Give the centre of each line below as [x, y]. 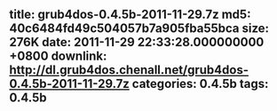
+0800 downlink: [58, 56]
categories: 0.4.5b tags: [200, 84]
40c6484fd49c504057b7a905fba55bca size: [139, 29]
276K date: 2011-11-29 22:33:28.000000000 [137, 42]
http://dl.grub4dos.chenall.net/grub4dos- [129, 70]
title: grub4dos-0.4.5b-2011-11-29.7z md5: [130, 15]
